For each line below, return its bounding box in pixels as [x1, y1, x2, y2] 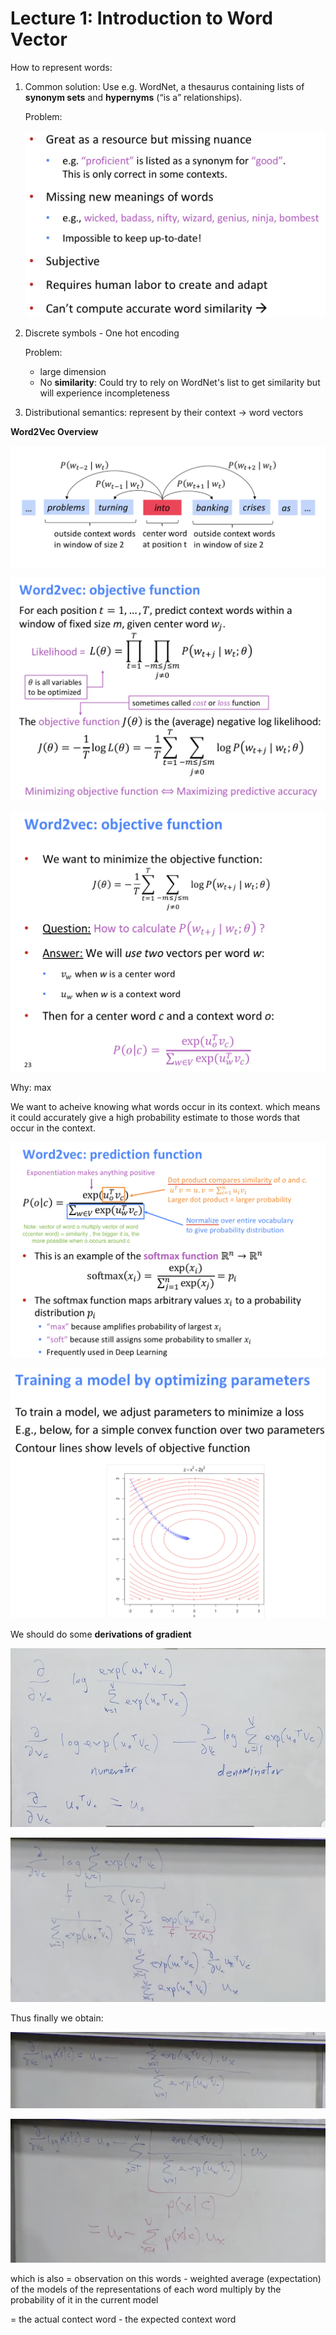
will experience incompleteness [39, 387, 170, 399]
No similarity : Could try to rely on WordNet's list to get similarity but [39, 377, 321, 389]
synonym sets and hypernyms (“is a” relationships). [24, 91, 243, 103]
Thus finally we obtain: [10, 2012, 104, 2024]
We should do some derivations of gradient [10, 1628, 192, 1640]
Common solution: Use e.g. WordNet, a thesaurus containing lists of [24, 80, 305, 92]
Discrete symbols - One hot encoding [24, 327, 180, 339]
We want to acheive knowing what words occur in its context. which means [10, 1100, 321, 1112]
